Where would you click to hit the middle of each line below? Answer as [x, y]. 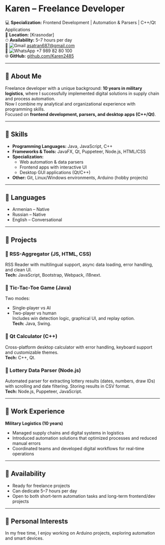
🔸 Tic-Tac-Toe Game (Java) [38, 287]
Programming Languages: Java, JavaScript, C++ [62, 146]
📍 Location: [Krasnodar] [30, 34]
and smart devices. [25, 538]
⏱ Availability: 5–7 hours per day [39, 40]
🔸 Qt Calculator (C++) [31, 336]
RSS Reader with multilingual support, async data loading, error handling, [79, 265]
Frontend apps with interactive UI [53, 167]
